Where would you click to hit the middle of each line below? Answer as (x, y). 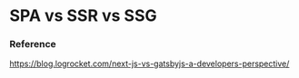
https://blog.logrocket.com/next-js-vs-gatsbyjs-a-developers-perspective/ (149, 63)
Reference (33, 44)
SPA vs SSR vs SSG (83, 16)
